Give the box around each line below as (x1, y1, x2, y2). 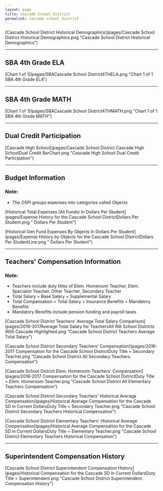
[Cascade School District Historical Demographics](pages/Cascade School (5, 30, 155, 35)
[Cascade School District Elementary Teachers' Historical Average (5, 418, 137, 424)
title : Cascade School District (5, 12, 70, 17)
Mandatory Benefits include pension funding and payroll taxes (12, 309, 137, 315)
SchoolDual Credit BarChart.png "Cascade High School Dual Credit (5, 150, 139, 156)
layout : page (5, 7, 32, 12)
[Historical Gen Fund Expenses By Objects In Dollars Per (5, 228, 118, 234)
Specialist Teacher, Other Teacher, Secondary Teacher (12, 288, 122, 294)
